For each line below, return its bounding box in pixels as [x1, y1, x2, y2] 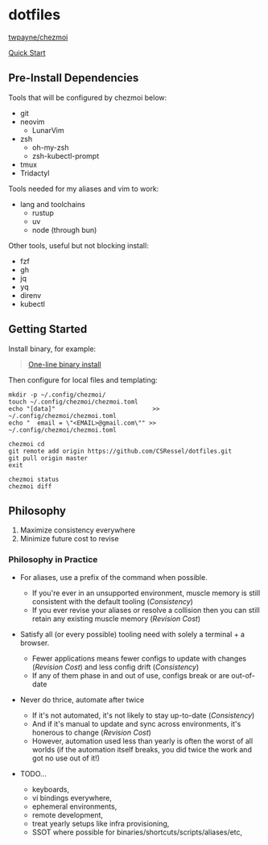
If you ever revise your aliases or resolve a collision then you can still [31, 605, 260, 615]
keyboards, [31, 784, 70, 794]
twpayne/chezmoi [8, 32, 68, 42]
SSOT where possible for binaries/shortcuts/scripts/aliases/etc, [31, 827, 243, 837]
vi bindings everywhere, [31, 793, 113, 802]
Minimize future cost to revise [19, 534, 119, 544]
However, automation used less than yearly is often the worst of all [31, 735, 254, 746]
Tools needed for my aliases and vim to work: [8, 184, 159, 193]
